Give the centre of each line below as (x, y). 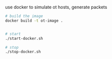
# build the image (24, 16)
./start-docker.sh (24, 38)
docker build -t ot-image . (34, 21)
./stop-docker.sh (23, 52)
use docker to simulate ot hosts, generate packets (56, 7)
